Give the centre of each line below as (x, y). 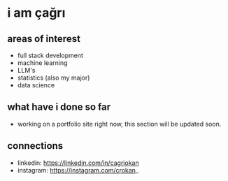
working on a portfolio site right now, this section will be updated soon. (119, 124)
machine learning (42, 63)
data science (36, 85)
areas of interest (44, 39)
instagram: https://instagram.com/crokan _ (78, 170)
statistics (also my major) (54, 78)
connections (35, 146)
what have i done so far (59, 107)
